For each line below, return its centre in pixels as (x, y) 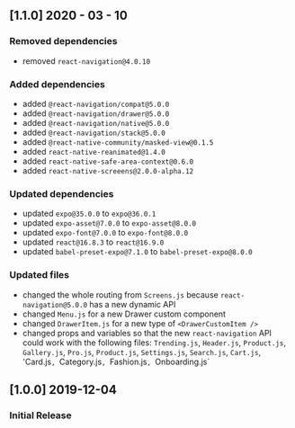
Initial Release (40, 415)
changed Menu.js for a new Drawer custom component (124, 314)
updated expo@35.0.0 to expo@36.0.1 (89, 214)
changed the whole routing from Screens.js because (120, 294)
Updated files (40, 275)
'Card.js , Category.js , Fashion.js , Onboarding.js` (116, 361)
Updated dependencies (62, 193)
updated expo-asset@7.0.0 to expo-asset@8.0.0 (109, 223)
